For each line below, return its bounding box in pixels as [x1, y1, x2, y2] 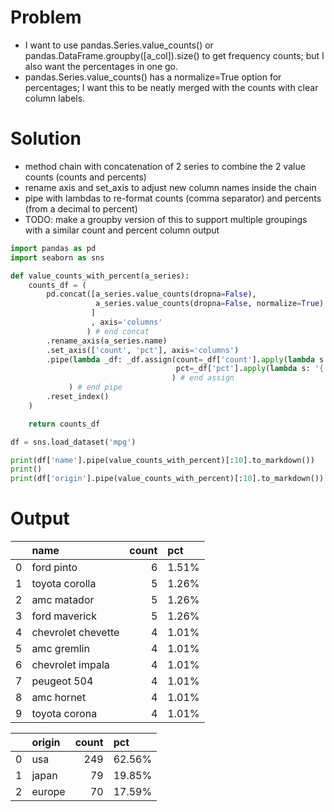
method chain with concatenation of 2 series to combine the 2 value [24, 160, 306, 172]
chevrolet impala [31, 658, 110, 672]
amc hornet [31, 691, 87, 705]
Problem [10, 6, 82, 29]
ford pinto [31, 561, 78, 575]
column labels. [24, 92, 86, 104]
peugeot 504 [31, 674, 94, 688]
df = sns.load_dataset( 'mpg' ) [10, 437, 137, 447]
